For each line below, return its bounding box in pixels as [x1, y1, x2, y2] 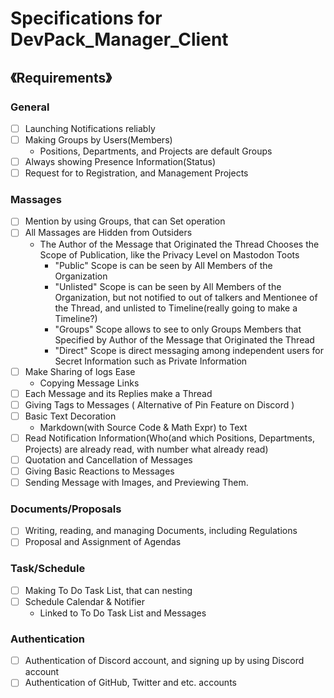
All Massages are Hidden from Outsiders [24, 227, 193, 239]
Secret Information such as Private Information [54, 355, 248, 367]
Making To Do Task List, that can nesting [24, 584, 193, 596]
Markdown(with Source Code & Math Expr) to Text [39, 421, 248, 433]
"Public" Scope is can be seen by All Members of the [54, 259, 273, 271]
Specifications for [10, 7, 163, 30]
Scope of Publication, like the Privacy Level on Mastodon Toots [39, 248, 300, 261]
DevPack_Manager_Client [10, 28, 229, 51]
